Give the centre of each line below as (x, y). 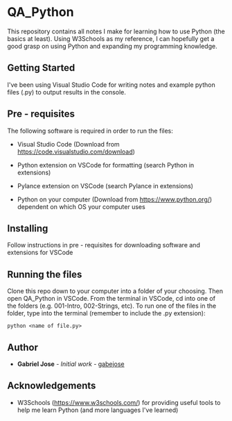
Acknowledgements (52, 386)
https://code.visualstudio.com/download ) (76, 151)
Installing (28, 228)
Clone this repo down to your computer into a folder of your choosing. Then (115, 291)
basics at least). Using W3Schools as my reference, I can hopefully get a (111, 38)
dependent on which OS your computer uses (81, 206)
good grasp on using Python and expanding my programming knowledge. (112, 46)
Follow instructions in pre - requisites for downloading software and (104, 245)
